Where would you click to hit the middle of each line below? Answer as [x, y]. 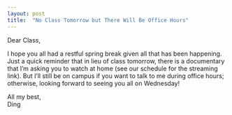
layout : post [26, 14]
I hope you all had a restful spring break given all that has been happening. [115, 54]
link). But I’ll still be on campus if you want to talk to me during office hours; [116, 76]
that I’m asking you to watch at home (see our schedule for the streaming [113, 68]
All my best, [24, 97]
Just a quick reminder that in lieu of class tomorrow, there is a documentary [116, 61]
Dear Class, [24, 40]
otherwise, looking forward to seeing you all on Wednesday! [94, 83]
